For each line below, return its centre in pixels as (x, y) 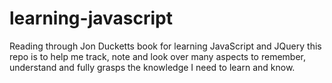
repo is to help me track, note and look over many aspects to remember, (157, 56)
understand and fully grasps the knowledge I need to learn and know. (152, 67)
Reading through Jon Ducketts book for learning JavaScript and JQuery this (165, 46)
